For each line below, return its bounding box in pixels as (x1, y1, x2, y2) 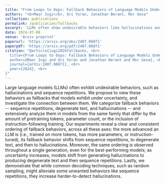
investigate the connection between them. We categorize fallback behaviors (5, 100, 159, 106)
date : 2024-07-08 (5, 30, 41, 35)
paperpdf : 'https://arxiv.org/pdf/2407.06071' (5, 44, 102, 49)
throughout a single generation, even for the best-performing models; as (5, 147, 152, 153)
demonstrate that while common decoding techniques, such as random (5, 162, 150, 168)
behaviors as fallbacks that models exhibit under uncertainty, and (5, 95, 137, 101)
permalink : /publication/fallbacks (5, 21, 78, 26)
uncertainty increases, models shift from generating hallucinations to (5, 152, 144, 158)
